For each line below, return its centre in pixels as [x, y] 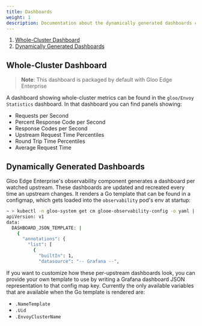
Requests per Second [42, 116]
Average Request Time [43, 148]
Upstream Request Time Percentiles [60, 135]
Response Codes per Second [51, 128]
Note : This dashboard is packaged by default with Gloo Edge [96, 80]
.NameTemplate [32, 304]
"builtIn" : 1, [56, 256]
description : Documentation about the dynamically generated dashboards [99, 23]
